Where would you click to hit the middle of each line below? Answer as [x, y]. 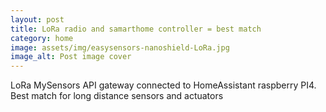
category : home [42, 38]
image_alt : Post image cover [71, 57]
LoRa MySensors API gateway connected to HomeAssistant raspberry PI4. [163, 85]
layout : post [37, 19]
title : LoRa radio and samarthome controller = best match [136, 29]
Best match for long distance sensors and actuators [117, 96]
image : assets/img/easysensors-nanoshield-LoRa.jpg [120, 47]
